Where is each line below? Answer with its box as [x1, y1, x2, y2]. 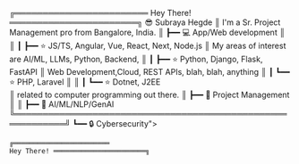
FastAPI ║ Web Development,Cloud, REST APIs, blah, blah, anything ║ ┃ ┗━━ [9, 67, 291, 77]
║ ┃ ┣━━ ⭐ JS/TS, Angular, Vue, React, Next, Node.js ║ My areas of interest [9, 40, 286, 51]
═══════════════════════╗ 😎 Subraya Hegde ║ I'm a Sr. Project [9, 17, 281, 28]
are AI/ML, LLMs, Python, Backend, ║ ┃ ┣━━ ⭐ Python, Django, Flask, [9, 53, 263, 64]
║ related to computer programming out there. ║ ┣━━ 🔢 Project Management [9, 89, 290, 100]
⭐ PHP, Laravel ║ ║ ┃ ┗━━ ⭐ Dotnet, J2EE [9, 77, 161, 87]
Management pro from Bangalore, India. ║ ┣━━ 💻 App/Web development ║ [9, 27, 286, 37]
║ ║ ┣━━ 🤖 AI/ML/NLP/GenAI [9, 99, 115, 110]
